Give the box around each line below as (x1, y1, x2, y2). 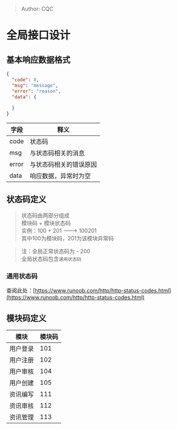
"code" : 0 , (12, 76, 40, 83)
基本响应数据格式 (6, 54, 71, 65)
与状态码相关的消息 (29, 149, 85, 157)
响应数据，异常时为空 (29, 172, 91, 180)
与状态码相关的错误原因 (29, 160, 97, 168)
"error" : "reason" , (12, 88, 61, 94)
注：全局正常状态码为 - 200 (21, 247, 91, 255)
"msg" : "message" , (12, 82, 59, 88)
